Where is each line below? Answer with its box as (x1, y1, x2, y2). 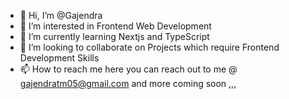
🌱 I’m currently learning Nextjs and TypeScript (19, 31, 210, 42)
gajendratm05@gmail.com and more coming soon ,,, (19, 78, 237, 89)
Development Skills (19, 52, 100, 64)
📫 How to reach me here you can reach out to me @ (19, 63, 238, 75)
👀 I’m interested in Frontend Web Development (19, 20, 212, 32)
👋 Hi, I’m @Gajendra (19, 10, 103, 21)
